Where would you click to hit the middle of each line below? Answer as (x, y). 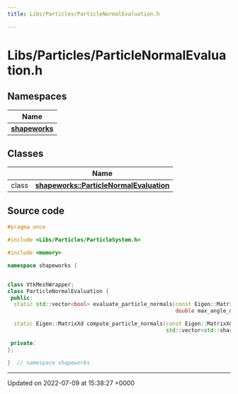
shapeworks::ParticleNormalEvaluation (102, 185)
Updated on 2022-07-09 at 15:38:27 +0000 (71, 383)
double (185, 311)
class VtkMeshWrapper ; (41, 285)
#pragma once (27, 227)
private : (23, 343)
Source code (36, 210)
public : (22, 298)
